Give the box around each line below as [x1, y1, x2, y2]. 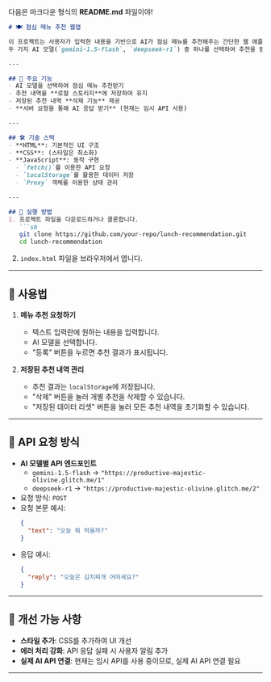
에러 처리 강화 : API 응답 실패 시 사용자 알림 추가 [19, 646, 169, 655]
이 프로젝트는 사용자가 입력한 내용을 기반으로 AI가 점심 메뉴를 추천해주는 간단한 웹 [8, 37, 248, 46]
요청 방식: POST [19, 492, 67, 503]
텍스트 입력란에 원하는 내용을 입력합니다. [31, 326, 160, 337]
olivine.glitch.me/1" [31, 476, 105, 484]
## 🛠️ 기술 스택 [8, 133, 55, 141]
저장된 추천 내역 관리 [19, 364, 85, 374]
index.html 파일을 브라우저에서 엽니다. [19, 254, 143, 263]
